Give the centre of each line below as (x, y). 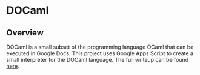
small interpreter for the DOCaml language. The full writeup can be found (98, 60)
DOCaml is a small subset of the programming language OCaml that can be (100, 47)
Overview (25, 33)
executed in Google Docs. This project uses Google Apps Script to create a (100, 53)
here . (13, 66)
